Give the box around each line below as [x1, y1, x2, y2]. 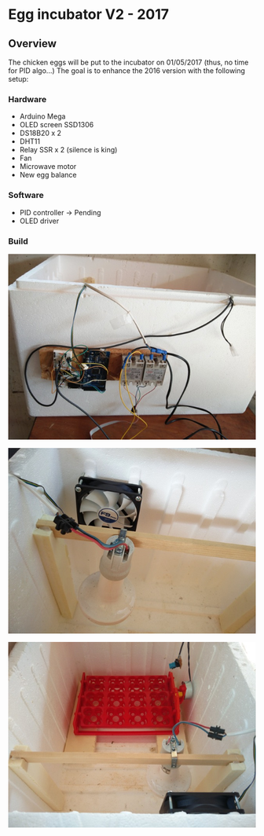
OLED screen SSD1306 [19, 120, 94, 130]
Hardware [8, 93, 47, 104]
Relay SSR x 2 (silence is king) [19, 145, 118, 155]
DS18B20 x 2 [19, 128, 61, 138]
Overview [8, 37, 57, 50]
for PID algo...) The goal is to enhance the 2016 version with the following [8, 66, 246, 75]
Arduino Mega [19, 112, 66, 121]
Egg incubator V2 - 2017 [8, 5, 170, 24]
